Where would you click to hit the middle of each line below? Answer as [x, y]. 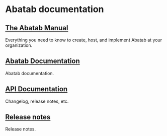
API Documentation [36, 89]
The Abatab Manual [37, 28]
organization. [19, 45]
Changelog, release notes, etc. [37, 101]
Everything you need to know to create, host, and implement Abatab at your [84, 40]
